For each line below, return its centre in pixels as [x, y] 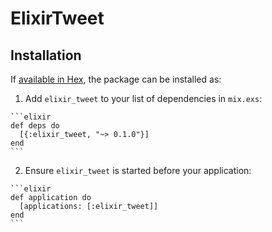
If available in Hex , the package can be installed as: [116, 79]
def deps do [35, 126]
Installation [46, 55]
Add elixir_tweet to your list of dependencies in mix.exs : [143, 98]
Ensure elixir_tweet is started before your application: [138, 170]
